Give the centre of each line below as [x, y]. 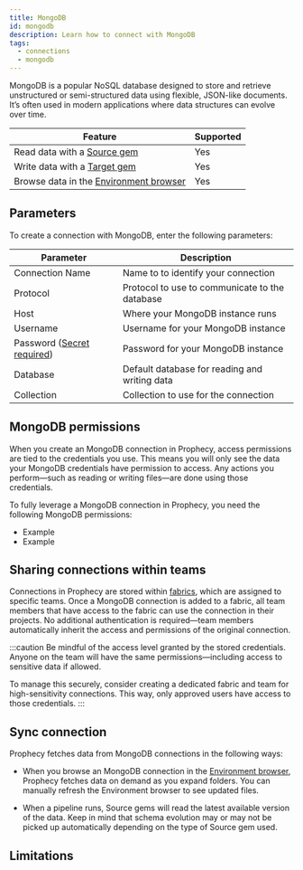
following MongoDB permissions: [71, 514]
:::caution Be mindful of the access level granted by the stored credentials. [148, 648]
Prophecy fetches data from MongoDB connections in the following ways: [147, 754]
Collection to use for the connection [198, 394]
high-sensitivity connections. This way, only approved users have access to [150, 694]
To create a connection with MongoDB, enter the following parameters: [141, 235]
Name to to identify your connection [198, 272]
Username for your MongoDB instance [204, 328]
